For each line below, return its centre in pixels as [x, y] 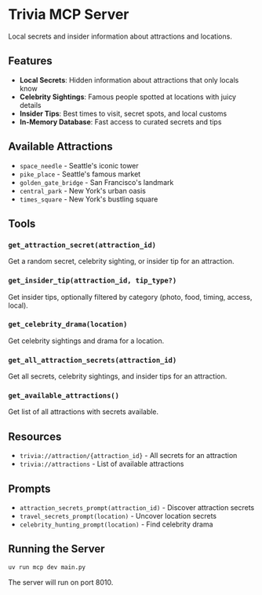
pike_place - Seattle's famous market [80, 174]
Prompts [29, 488]
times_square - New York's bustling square [89, 199]
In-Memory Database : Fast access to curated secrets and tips [120, 122]
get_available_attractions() [64, 396]
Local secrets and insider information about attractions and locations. [120, 36]
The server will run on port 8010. [61, 582]
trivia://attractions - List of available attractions [102, 464]
